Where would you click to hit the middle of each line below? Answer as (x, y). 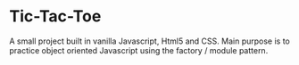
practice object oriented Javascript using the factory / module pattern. (139, 50)
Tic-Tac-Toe (55, 16)
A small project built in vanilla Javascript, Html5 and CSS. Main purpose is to (149, 41)
